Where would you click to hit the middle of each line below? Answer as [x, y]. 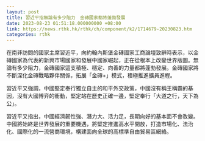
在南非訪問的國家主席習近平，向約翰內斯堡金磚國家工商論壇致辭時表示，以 [100, 53]
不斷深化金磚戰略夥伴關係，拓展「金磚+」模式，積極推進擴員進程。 [91, 75]
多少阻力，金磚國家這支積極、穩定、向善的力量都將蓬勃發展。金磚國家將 [108, 68]
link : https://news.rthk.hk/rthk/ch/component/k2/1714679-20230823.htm [99, 29]
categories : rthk [28, 35]
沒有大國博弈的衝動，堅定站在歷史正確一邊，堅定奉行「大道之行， [100, 96]
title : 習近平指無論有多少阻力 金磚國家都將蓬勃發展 [66, 18]
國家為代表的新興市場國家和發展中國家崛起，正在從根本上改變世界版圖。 [102, 60]
